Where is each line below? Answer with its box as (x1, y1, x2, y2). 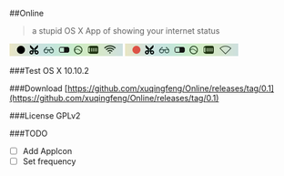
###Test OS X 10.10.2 (9, 66, 89, 76)
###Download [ (9, 83, 68, 94)
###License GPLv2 (9, 110, 81, 121)
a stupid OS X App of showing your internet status (31, 26, 220, 36)
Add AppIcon (22, 146, 73, 156)
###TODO (9, 128, 48, 139)
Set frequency (22, 156, 76, 167)
